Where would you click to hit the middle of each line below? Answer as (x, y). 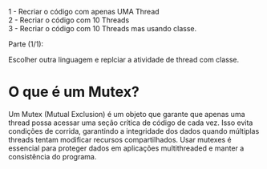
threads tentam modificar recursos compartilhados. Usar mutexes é (120, 139)
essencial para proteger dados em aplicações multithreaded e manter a (126, 148)
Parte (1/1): (26, 44)
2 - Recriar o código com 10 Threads (69, 20)
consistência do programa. (53, 156)
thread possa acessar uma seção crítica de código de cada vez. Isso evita (131, 123)
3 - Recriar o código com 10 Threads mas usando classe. (103, 28)
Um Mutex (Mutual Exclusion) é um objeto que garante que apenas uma (127, 114)
